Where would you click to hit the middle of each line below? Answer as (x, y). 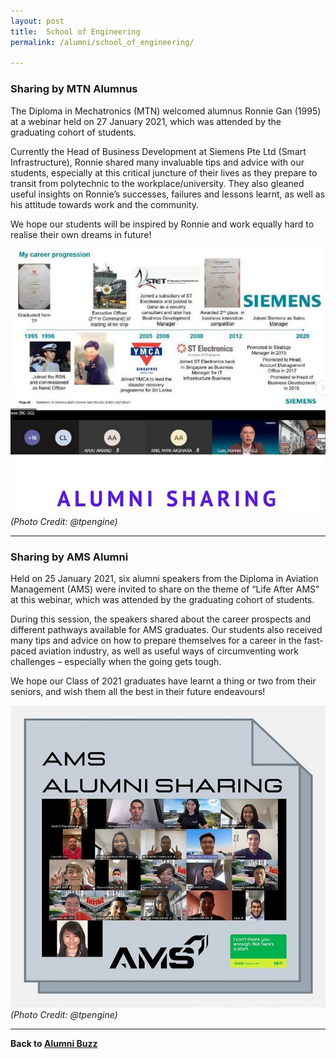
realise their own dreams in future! (81, 234)
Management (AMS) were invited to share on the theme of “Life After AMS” (165, 589)
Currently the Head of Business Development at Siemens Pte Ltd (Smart (158, 151)
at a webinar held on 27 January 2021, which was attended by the (146, 121)
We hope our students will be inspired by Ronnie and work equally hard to (162, 224)
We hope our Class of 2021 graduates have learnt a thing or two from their (163, 681)
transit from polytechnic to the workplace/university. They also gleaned (157, 183)
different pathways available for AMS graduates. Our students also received (166, 629)
